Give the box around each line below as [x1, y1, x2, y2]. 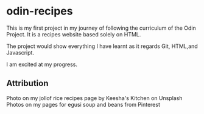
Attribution [6, 78, 49, 89]
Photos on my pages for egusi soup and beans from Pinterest [6, 101, 160, 108]
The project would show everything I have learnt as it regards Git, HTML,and [6, 42, 198, 50]
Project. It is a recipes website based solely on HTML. [6, 30, 141, 38]
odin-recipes [6, 4, 73, 18]
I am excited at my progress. [6, 61, 78, 68]
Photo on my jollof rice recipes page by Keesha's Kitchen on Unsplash [6, 94, 183, 101]
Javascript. [6, 49, 35, 56]
